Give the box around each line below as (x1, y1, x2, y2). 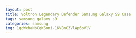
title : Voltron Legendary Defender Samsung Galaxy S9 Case (5, 12, 131, 17)
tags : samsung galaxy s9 (5, 16, 57, 21)
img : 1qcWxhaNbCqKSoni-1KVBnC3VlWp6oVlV (5, 26, 91, 31)
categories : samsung (5, 21, 49, 26)
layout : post (5, 7, 33, 12)
